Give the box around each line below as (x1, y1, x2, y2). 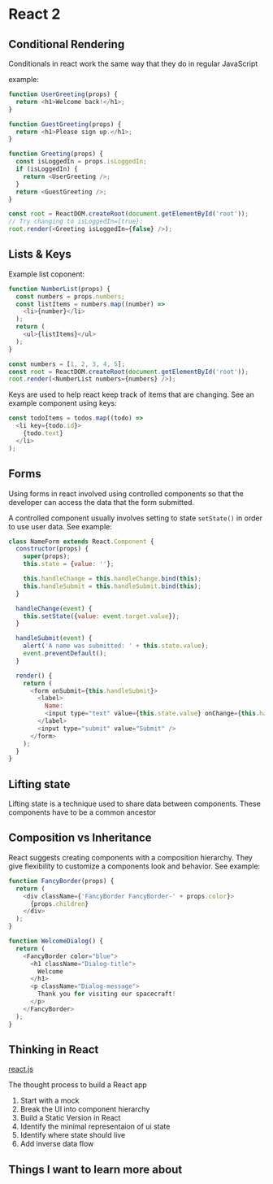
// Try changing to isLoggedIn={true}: (8, 217, 144, 226)
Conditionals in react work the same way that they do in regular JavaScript (8, 59, 258, 68)
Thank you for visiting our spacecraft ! (37, 990, 176, 999)
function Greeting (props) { (8, 150, 104, 159)
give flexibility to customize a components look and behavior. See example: (8, 861, 261, 871)
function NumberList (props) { (8, 285, 111, 293)
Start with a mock (19, 1095, 80, 1106)
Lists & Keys (8, 247, 71, 261)
